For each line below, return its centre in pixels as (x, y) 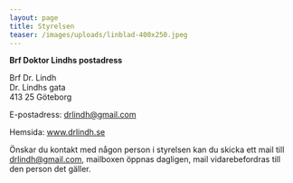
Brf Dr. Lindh (33, 78)
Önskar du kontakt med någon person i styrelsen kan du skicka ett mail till (147, 149)
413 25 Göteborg (41, 97)
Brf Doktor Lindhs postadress (66, 61)
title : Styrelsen (42, 26)
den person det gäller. (51, 169)
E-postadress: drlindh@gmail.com (73, 115)
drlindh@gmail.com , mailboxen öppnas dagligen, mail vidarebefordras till (145, 159)
